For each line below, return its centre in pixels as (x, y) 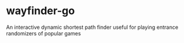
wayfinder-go (40, 11)
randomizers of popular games (44, 33)
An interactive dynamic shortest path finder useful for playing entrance (92, 27)
